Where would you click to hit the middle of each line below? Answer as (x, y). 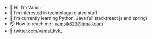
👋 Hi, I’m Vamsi (25, 8)
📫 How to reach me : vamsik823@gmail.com (56, 24)
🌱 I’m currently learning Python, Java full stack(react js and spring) (78, 18)
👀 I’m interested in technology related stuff (54, 13)
